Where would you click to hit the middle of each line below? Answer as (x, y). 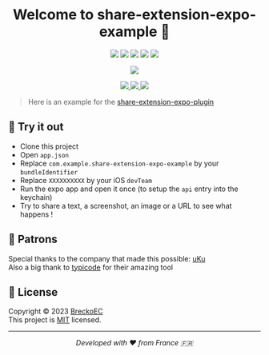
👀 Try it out (36, 127)
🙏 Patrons (33, 239)
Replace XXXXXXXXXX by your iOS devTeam (86, 180)
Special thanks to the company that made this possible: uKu (107, 258)
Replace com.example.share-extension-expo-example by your (119, 163)
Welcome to (53, 15)
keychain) (36, 197)
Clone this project (49, 146)
